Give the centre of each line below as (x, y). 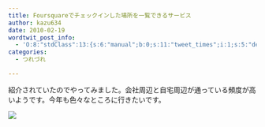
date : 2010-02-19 (37, 30)
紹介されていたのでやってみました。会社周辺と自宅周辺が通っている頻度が (129, 90)
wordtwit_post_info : (42, 37)
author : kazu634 (35, 23)
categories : (28, 52)
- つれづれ (30, 60)
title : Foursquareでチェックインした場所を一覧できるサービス (100, 15)
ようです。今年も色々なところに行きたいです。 (90, 99)
